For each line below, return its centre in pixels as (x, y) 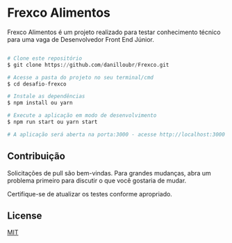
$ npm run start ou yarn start (52, 122)
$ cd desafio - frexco (37, 84)
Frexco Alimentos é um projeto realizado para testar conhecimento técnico (114, 32)
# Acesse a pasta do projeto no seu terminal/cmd (81, 77)
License (25, 216)
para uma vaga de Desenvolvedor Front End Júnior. (81, 39)
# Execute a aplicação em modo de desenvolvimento (82, 116)
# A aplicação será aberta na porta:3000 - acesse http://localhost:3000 (116, 134)
